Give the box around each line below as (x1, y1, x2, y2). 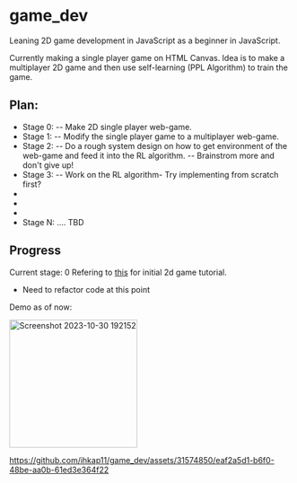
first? (22, 179, 42, 189)
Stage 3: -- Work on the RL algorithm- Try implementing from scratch (22, 169, 279, 180)
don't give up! (22, 159, 74, 171)
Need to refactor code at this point (22, 284, 151, 294)
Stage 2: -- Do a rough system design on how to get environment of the (22, 140, 288, 151)
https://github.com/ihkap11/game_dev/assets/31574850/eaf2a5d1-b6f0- (9, 454, 275, 465)
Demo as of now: (9, 302, 73, 312)
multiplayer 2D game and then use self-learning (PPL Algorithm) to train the (9, 62, 289, 73)
